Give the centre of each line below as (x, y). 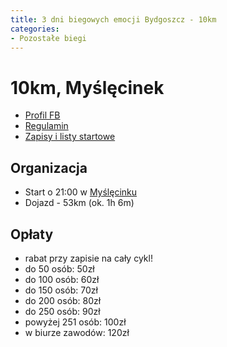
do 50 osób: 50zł (59, 268)
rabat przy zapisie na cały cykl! (88, 258)
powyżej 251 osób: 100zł (75, 322)
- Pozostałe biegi (48, 38)
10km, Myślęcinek (87, 87)
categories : (35, 29)
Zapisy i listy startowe (70, 137)
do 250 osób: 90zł (62, 311)
